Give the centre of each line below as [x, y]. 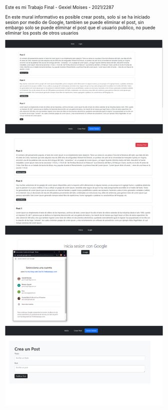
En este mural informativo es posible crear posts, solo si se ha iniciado [77, 17]
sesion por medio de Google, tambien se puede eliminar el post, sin [74, 22]
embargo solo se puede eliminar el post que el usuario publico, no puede [80, 28]
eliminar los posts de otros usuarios [42, 33]
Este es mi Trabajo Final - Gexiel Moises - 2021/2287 [59, 7]
